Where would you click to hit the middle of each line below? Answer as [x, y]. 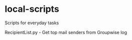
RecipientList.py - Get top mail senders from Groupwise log [66, 32]
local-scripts [32, 9]
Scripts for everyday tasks [32, 23]
